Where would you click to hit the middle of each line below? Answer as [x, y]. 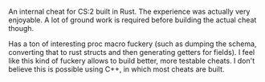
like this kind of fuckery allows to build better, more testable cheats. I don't [132, 61]
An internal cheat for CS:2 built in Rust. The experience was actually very [129, 12]
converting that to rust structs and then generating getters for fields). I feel [132, 52]
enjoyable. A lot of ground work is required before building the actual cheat [132, 20]
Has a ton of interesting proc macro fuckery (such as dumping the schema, [132, 44]
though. [21, 28]
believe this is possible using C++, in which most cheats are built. [116, 69]
